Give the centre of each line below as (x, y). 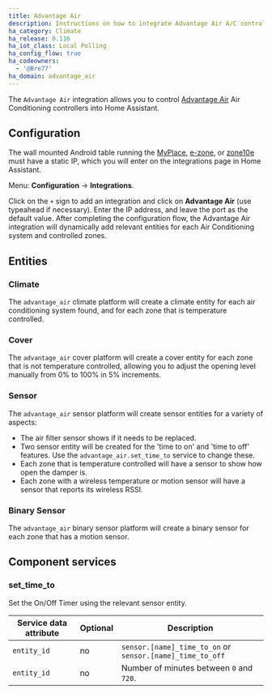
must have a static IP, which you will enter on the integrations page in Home (135, 161)
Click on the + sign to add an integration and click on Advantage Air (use (130, 201)
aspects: (23, 422)
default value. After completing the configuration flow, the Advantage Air (130, 219)
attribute (42, 632)
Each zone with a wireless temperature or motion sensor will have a (132, 481)
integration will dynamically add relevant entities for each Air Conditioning (132, 227)
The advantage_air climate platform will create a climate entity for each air (132, 302)
